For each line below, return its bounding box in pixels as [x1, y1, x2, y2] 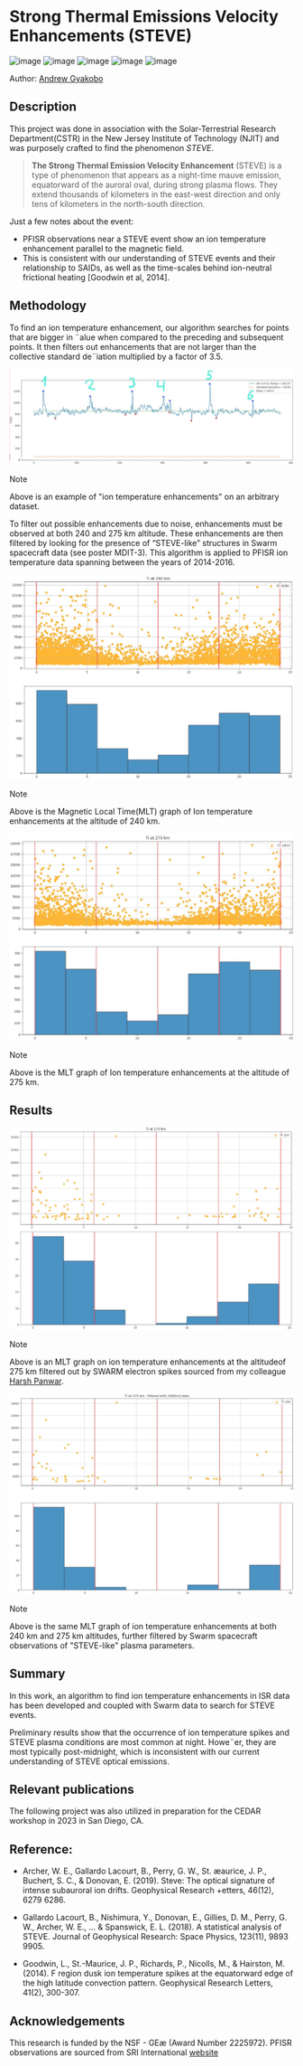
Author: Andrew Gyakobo [9, 72, 104, 83]
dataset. [9, 500, 41, 512]
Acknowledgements [9, 2014, 125, 2029]
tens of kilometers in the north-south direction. [31, 198, 206, 209]
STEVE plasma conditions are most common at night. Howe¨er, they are [9, 1736, 277, 1747]
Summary [9, 1666, 66, 1682]
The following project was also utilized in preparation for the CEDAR [9, 1806, 262, 1816]
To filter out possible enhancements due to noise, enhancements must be [9, 518, 283, 529]
